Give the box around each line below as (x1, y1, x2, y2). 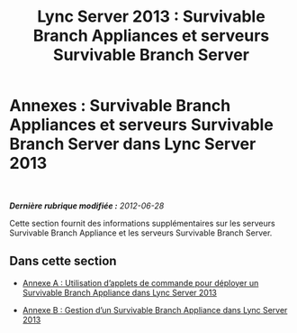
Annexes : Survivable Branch (9, 96, 231, 116)
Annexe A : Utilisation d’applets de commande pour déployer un (22, 277, 259, 288)
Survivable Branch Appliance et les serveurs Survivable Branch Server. (9, 227, 273, 238)
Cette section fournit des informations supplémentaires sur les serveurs (9, 217, 276, 228)
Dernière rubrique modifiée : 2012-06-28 (9, 200, 165, 211)
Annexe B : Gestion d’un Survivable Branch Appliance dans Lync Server (22, 304, 288, 315)
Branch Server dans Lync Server (9, 134, 256, 154)
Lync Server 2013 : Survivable (37, 6, 265, 27)
